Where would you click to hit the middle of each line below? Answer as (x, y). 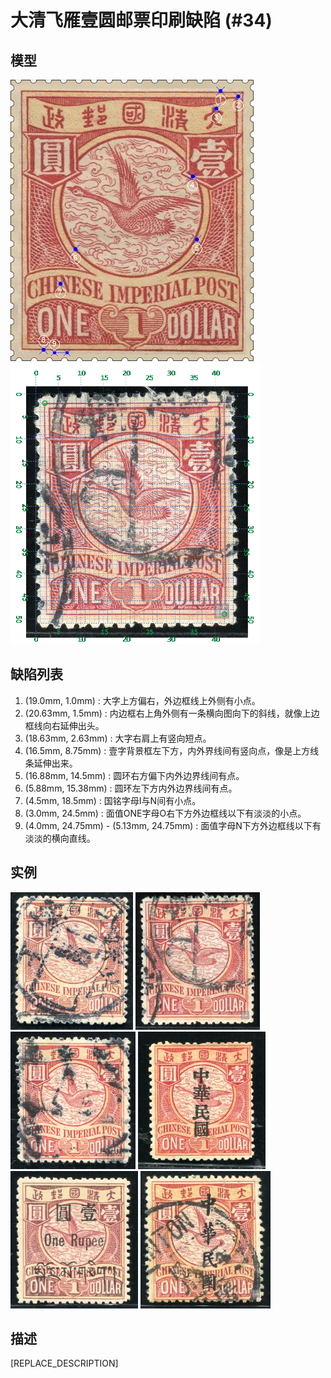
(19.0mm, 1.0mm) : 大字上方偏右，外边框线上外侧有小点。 (142, 700)
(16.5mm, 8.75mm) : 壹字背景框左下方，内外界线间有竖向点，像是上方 (167, 750)
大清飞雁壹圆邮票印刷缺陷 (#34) (141, 20)
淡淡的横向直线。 (60, 838)
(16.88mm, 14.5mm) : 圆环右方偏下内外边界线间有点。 (134, 775)
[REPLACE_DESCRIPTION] (64, 1363)
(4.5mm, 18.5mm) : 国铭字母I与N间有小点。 (113, 800)
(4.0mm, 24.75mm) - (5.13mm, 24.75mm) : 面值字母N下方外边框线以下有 (173, 825)
